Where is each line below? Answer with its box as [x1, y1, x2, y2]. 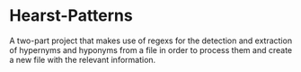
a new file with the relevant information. [9, 54, 156, 65]
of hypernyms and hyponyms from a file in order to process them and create [9, 44, 293, 55]
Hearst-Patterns [9, 5, 133, 26]
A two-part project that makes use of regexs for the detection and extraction [9, 35, 293, 46]
